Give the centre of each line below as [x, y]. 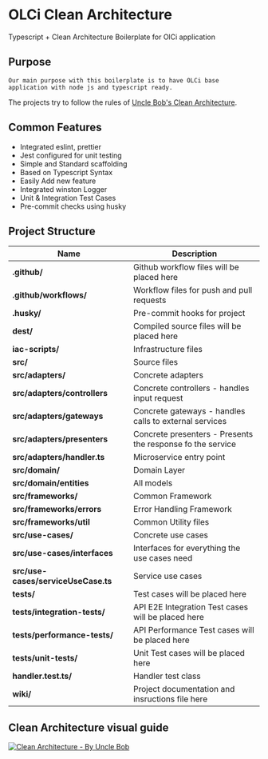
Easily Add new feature [58, 181]
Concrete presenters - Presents [193, 434]
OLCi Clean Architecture [91, 15]
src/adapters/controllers [60, 393]
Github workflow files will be [186, 267]
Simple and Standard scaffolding [73, 164]
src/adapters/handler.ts [59, 457]
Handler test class [167, 676]
